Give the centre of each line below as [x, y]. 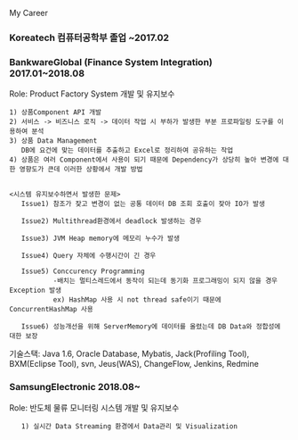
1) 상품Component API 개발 [56, 112]
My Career [29, 13]
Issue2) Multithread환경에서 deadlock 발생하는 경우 [111, 221]
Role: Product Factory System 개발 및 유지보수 [92, 94]
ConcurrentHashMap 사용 [51, 310]
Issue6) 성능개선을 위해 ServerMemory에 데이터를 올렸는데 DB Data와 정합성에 [151, 327]
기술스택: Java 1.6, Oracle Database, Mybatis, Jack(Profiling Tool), [129, 354]
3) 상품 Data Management [53, 141]
